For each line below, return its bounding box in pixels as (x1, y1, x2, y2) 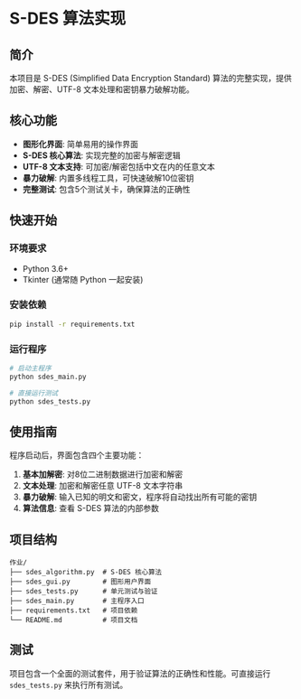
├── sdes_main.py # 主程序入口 (9, 597, 145, 606)
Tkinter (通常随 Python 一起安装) (22, 274, 144, 284)
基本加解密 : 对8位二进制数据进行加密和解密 (22, 469, 183, 480)
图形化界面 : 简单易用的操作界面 (22, 138, 138, 149)
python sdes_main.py (9, 372, 88, 381)
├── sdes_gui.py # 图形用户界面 (9, 577, 152, 587)
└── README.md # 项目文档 (9, 616, 138, 625)
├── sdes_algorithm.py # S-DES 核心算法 (9, 568, 163, 577)
